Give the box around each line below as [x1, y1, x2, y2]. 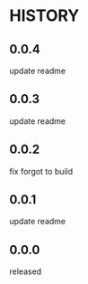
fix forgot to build [9, 166, 74, 176]
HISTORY [9, 5, 80, 26]
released [9, 266, 42, 277]
